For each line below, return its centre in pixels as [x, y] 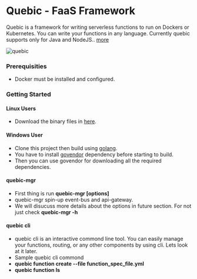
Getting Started [29, 94]
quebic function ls [37, 270]
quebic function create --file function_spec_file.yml [79, 264]
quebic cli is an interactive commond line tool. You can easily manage [99, 238]
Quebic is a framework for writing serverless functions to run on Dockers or [98, 27]
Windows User [24, 135]
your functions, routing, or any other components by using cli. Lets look [101, 245]
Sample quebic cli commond [49, 257]
